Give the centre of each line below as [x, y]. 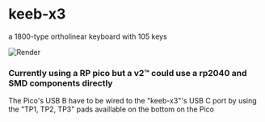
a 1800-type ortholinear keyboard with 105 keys [88, 36]
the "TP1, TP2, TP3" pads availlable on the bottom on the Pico [111, 109]
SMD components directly [61, 83]
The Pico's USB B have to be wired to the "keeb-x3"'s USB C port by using [132, 101]
